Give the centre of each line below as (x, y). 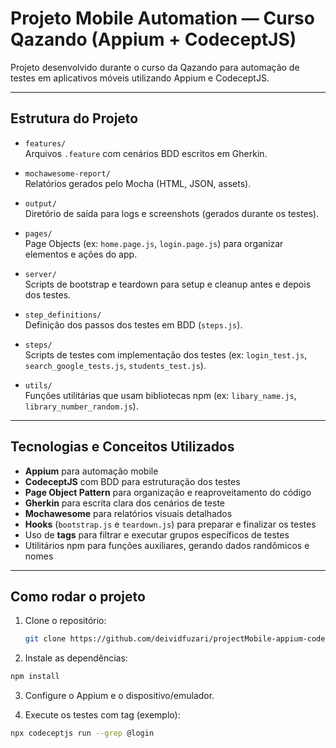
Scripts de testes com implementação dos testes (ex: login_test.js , (166, 354)
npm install (35, 677)
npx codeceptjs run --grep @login (82, 733)
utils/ (38, 385)
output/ (40, 203)
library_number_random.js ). (81, 406)
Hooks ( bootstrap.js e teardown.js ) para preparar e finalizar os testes (170, 524)
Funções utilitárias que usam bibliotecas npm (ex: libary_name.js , (160, 395)
